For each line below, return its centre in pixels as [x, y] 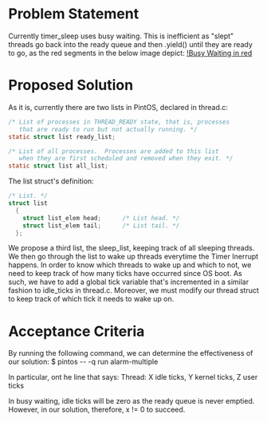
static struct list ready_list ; [62, 136]
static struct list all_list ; [59, 166]
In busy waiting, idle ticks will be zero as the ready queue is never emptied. [132, 401]
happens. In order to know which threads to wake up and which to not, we [130, 265]
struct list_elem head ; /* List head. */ [101, 218]
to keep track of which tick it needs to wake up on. [91, 299]
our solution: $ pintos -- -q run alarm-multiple [83, 362]
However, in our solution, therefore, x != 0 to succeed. [97, 410]
